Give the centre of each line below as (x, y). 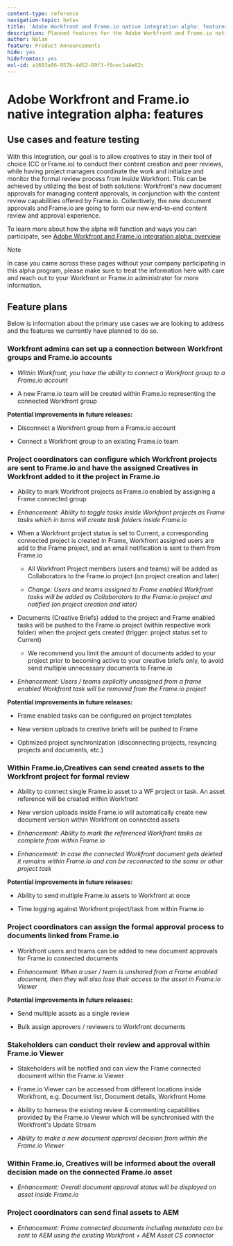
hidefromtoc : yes (32, 59)
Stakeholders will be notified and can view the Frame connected (109, 1068)
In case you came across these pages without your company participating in (116, 263)
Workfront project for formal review (68, 776)
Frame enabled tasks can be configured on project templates (104, 716)
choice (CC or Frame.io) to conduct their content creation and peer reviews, (115, 164)
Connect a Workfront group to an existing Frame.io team (98, 441)
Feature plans (37, 307)
